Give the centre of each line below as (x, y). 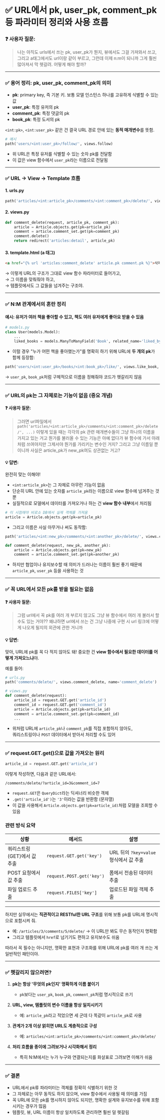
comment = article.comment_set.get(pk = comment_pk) (67, 232)
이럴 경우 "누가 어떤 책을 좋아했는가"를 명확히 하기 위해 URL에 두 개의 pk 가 (83, 351)
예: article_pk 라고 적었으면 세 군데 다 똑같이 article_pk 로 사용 (81, 1015)
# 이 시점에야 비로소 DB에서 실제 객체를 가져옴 (46, 513)
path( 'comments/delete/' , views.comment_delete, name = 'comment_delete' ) (81, 682)
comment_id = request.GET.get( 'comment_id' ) (60, 705)
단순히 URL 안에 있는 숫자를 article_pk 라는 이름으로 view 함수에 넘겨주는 (83, 491)
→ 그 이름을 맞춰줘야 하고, (30, 280)
